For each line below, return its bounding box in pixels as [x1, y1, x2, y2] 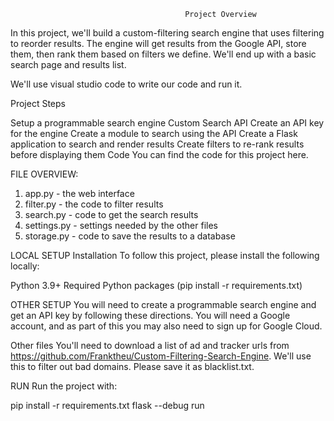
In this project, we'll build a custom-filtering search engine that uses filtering [10, 27, 325, 39]
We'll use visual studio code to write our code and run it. [10, 78, 243, 90]
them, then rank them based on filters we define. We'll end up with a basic [10, 48, 317, 60]
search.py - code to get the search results [24, 209, 199, 220]
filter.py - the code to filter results [24, 198, 164, 210]
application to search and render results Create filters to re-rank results [10, 138, 305, 150]
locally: [10, 260, 40, 272]
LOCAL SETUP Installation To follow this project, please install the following [10, 250, 320, 261]
